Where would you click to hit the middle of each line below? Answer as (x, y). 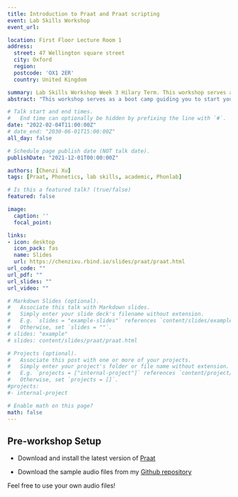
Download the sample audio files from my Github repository (104, 472)
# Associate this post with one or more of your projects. (100, 360)
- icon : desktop (31, 242)
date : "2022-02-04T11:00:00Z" (52, 125)
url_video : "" (28, 288)
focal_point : (33, 222)
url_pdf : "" (25, 275)
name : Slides (33, 255)
